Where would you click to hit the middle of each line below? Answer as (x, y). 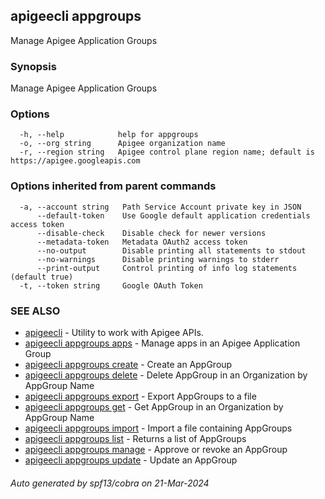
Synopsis (33, 66)
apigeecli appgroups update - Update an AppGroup (131, 460)
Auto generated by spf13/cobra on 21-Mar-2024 (110, 483)
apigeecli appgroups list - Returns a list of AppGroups (135, 438)
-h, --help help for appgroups (109, 135)
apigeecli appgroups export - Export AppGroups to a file (140, 396)
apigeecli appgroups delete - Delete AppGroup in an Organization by (166, 375)
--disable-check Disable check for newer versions (151, 233)
